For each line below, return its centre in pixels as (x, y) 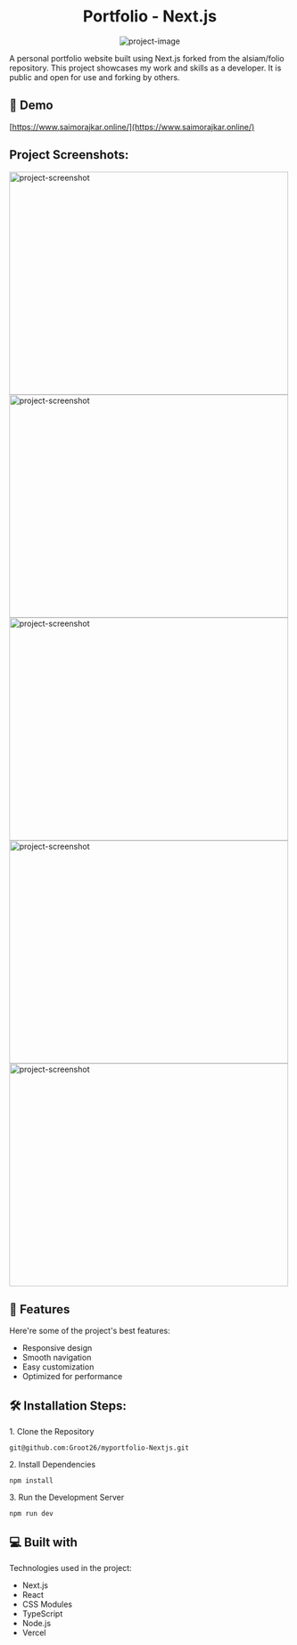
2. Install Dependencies (53, 1465)
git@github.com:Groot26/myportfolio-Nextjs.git (99, 1448)
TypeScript (42, 1614)
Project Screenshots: (69, 155)
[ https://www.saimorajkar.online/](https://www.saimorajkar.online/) (132, 127)
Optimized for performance (72, 1377)
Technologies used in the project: (70, 1568)
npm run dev (31, 1514)
